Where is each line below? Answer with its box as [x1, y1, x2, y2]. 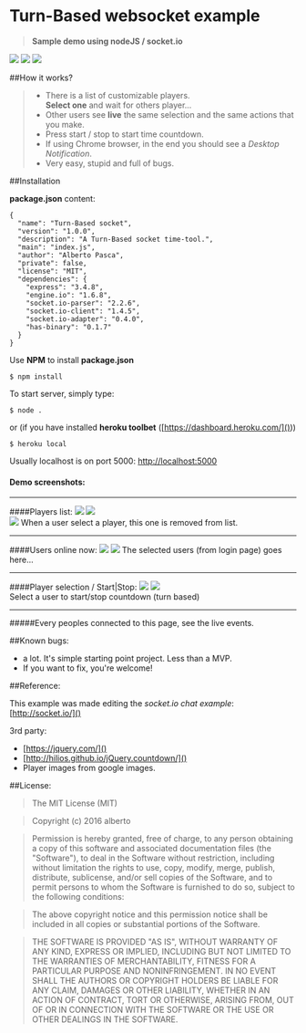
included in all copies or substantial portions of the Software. [31, 919, 260, 930]
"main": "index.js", [17, 243, 96, 252]
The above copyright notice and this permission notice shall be [31, 909, 269, 920]
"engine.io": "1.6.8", [25, 290, 112, 299]
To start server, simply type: [9, 388, 115, 399]
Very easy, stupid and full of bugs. [45, 157, 175, 169]
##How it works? [9, 72, 73, 83]
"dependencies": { [17, 275, 88, 284]
